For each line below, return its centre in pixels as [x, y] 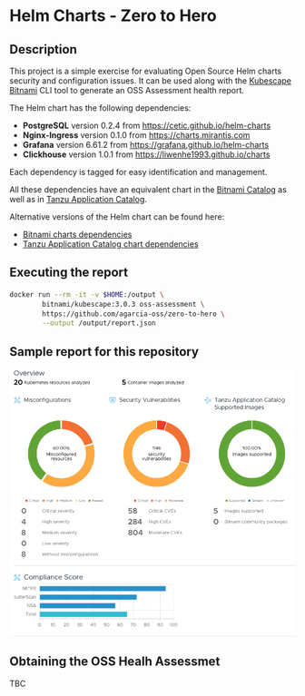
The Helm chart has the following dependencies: [100, 108]
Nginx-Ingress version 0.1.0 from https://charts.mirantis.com [136, 135]
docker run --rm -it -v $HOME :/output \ [87, 294]
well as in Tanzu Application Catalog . [79, 199]
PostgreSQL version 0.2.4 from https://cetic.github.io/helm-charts [147, 125]
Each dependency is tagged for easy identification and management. [138, 172]
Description [43, 49]
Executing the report [69, 273]
